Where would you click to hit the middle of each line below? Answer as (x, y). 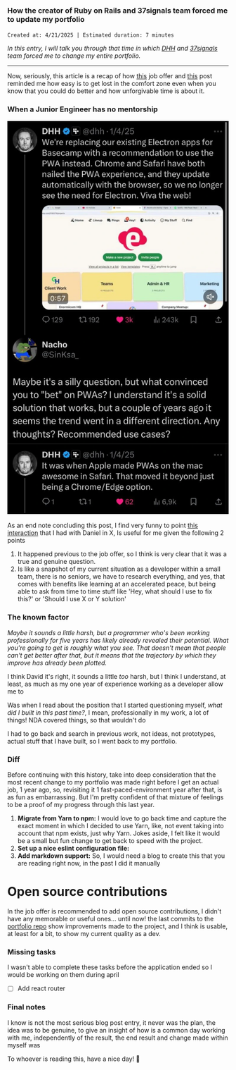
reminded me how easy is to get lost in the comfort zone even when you (112, 84)
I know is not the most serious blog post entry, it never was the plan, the (112, 1022)
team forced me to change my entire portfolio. (74, 56)
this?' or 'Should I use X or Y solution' (72, 599)
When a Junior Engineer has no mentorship (83, 109)
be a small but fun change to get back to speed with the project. (110, 841)
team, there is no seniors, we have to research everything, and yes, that (121, 577)
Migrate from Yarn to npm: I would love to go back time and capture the (122, 818)
